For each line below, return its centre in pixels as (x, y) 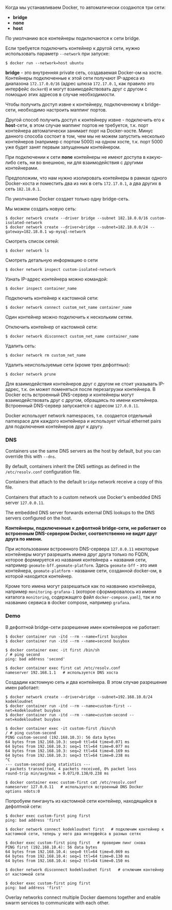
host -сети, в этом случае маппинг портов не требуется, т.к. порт (77, 125)
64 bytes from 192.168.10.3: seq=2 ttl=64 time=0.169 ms (68, 751)
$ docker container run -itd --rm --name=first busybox (66, 637)
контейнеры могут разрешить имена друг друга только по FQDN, (77, 554)
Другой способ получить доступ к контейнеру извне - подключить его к (85, 120)
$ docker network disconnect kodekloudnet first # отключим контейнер (85, 870)
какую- (155, 157)
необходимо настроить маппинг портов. (62, 110)
